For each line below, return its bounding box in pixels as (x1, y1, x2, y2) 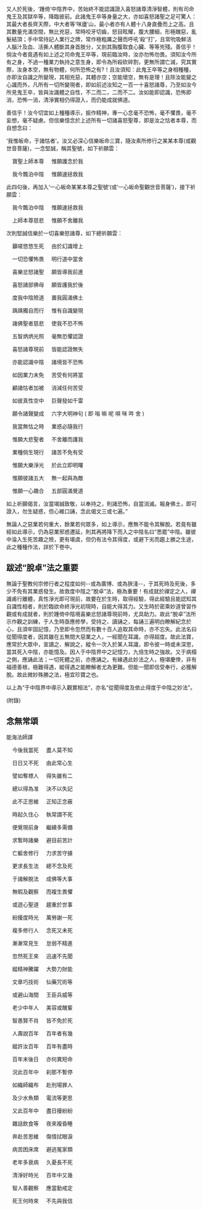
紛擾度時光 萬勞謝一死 (11, 914, 73, 921)
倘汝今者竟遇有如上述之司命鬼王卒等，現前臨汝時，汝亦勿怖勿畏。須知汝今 (6, 51, 192, 58)
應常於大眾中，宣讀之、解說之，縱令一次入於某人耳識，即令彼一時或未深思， (6, 640, 197, 647)
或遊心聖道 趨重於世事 (11, 901, 73, 908)
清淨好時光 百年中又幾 (11, 1171, 73, 1178)
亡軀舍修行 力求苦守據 (11, 849, 73, 857)
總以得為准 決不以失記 (11, 784, 73, 792)
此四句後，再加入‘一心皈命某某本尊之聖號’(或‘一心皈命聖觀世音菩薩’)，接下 (6, 184, 190, 190)
